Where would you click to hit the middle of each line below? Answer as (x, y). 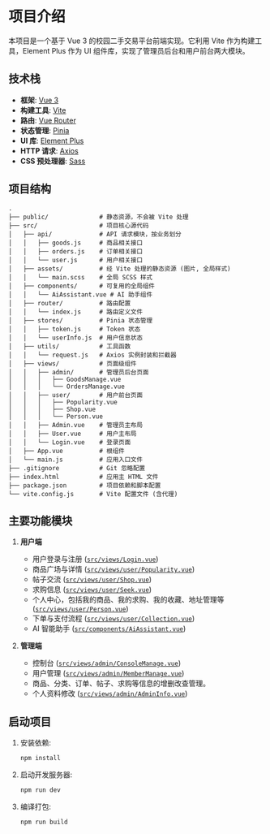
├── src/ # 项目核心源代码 (79, 225)
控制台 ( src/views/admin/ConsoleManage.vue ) (106, 663)
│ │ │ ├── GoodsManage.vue (65, 379)
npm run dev (40, 790)
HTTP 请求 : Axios (49, 150)
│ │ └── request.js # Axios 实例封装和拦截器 (92, 355)
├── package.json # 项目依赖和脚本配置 (85, 485)
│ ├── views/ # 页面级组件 (73, 363)
